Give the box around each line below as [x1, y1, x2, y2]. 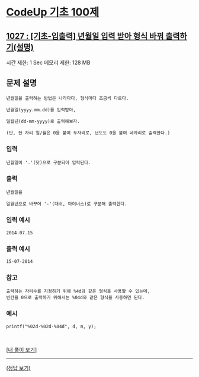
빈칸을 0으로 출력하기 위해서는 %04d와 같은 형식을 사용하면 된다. [6, 295, 145, 301]
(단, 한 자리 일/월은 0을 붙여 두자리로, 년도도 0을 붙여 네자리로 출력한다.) [6, 130, 171, 136]
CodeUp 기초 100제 [6, 5, 99, 19]
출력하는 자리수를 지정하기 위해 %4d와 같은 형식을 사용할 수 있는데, [6, 288, 150, 294]
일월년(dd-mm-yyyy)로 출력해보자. [6, 118, 80, 124]
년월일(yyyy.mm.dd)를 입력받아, [6, 106, 76, 113]
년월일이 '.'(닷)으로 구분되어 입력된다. [6, 160, 91, 166]
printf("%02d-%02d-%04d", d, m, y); [6, 323, 97, 329]
